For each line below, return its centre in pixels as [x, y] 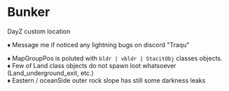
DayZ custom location [39, 31]
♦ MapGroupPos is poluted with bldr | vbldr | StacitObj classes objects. [115, 58]
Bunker [29, 12]
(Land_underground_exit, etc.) [51, 73]
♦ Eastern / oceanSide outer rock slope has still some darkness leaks [106, 80]
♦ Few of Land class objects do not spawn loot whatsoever [92, 65]
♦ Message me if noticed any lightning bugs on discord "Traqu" [98, 44]
